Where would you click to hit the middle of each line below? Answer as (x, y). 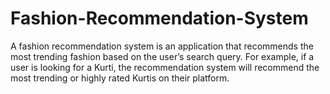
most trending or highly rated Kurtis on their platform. (120, 78)
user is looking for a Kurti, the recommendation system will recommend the (165, 67)
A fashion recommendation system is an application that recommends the (162, 46)
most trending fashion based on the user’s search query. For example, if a (162, 56)
